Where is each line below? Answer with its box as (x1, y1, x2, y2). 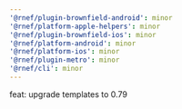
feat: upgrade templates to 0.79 (9, 88, 127, 100)
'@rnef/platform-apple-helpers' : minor (9, 22, 161, 31)
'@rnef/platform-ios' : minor (9, 47, 120, 56)
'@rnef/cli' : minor (9, 64, 84, 74)
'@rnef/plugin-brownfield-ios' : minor (9, 30, 157, 39)
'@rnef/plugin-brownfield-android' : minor (9, 13, 173, 23)
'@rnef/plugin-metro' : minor (9, 55, 120, 64)
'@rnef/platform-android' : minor (9, 38, 136, 48)
